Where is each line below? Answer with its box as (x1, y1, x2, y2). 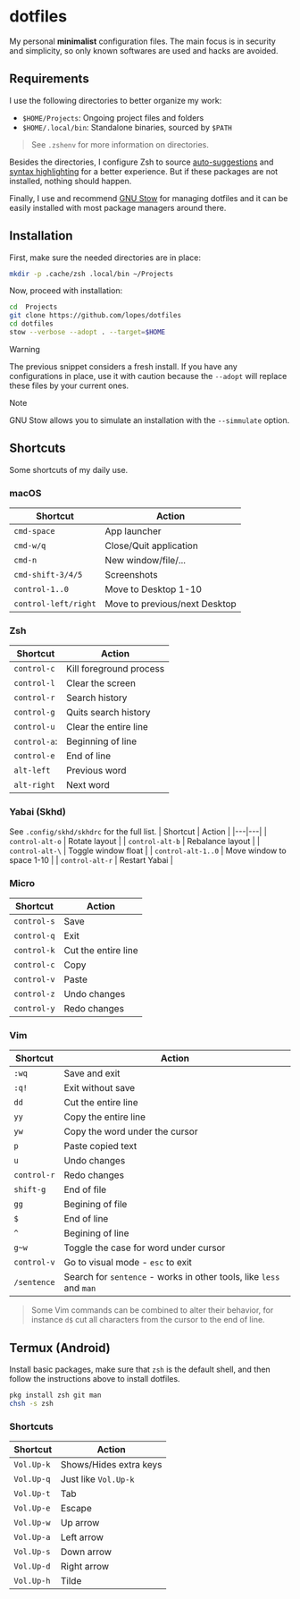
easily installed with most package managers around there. (9, 202, 227, 213)
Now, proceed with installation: (9, 285, 123, 296)
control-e (13, 751, 55, 761)
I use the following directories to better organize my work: (9, 95, 222, 106)
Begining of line (63, 1227, 129, 1239)
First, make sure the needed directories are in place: (9, 252, 201, 263)
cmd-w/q (13, 541, 46, 551)
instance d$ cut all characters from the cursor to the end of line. (30, 1315, 265, 1325)
